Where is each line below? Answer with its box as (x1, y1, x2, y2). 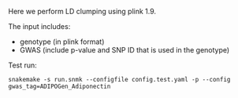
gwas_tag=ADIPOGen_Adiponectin (8, 82, 111, 90)
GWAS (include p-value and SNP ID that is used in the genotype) (19, 45, 230, 54)
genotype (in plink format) (19, 37, 105, 46)
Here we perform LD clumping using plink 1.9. (8, 7, 156, 16)
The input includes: (8, 22, 71, 31)
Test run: (8, 60, 37, 70)
